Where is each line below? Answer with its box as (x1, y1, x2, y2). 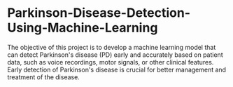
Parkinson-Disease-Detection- (7, 5, 191, 21)
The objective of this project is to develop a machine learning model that (7, 43, 216, 51)
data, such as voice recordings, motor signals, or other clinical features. (7, 58, 214, 66)
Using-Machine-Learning (7, 20, 158, 36)
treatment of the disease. (7, 72, 80, 81)
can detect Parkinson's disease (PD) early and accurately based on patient (7, 51, 223, 59)
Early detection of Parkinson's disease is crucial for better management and (7, 65, 226, 74)
